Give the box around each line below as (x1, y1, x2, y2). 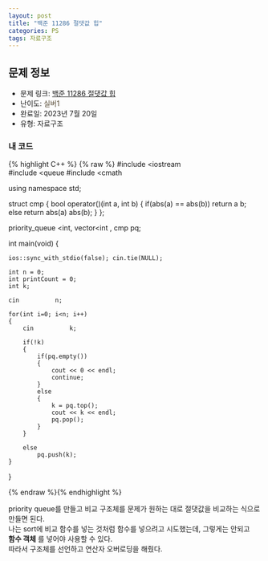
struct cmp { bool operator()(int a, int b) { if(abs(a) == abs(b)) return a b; (8, 199, 247, 209)
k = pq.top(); (51, 402, 99, 410)
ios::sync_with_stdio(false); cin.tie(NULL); (8, 254, 163, 262)
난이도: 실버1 (19, 99, 60, 108)
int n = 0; (8, 268, 45, 277)
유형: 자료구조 (19, 119, 64, 128)
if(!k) (22, 339, 45, 347)
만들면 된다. (8, 514, 46, 524)
